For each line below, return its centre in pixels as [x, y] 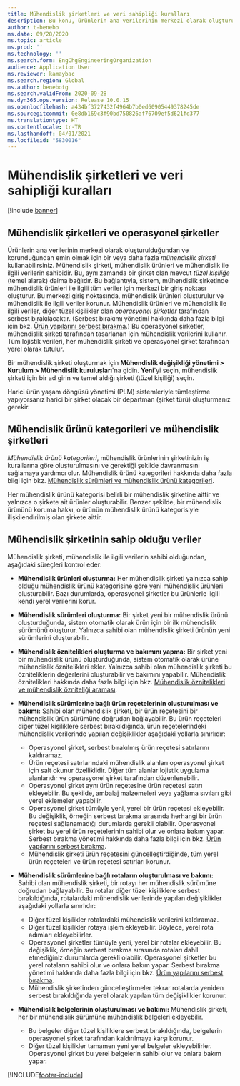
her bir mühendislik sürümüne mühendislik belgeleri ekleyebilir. [110, 1017]
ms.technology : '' [35, 54]
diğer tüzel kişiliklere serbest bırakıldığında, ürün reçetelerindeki [112, 726]
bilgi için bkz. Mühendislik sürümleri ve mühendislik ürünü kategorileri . [111, 480]
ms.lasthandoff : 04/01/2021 [49, 134]
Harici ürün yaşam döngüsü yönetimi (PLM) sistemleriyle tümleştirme [109, 392]
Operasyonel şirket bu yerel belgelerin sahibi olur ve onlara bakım [125, 1053]
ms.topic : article [35, 41]
